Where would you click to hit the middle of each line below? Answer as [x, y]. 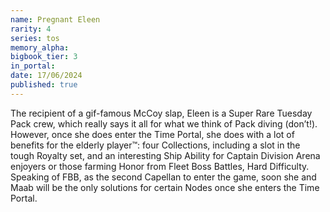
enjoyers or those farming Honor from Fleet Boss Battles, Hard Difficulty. [160, 166]
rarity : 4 [31, 29]
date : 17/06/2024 [46, 76]
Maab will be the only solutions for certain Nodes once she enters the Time [165, 187]
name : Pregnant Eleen [55, 19]
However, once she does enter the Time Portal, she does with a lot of [152, 134]
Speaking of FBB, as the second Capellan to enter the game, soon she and [163, 177]
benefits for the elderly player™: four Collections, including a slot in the [155, 145]
